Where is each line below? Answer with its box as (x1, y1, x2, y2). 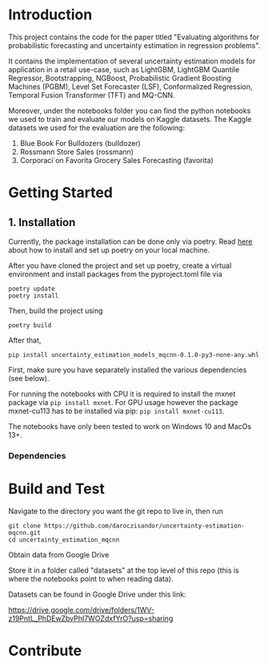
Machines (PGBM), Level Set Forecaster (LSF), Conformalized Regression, (8, 82, 253, 91)
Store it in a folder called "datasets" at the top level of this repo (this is (8, 565, 240, 575)
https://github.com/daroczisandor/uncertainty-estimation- (43, 521, 246, 530)
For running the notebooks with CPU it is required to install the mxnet (8, 389, 236, 399)
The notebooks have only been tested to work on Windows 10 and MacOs (8, 421, 252, 431)
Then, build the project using (8, 306, 103, 315)
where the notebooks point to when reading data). (8, 573, 174, 583)
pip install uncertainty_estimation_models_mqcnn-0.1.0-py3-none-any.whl (8, 350, 260, 358)
